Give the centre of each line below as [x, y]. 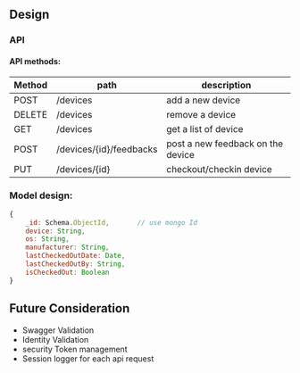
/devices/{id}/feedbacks [107, 149]
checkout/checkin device [219, 169]
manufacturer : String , [67, 248]
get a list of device [205, 128]
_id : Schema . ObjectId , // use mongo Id [112, 222]
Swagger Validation [58, 330]
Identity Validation [55, 339]
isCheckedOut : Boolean [67, 272]
